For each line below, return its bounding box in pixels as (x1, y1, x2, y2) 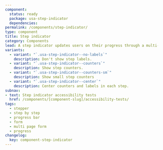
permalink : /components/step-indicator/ (5, 25, 88, 30)
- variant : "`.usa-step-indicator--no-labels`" (9, 52, 108, 57)
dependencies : (9, 20, 38, 26)
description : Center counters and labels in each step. (14, 83, 130, 89)
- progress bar (9, 115, 40, 120)
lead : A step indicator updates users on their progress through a (5, 43, 145, 48)
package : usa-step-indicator (9, 16, 68, 21)
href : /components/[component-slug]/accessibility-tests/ (9, 97, 130, 102)
